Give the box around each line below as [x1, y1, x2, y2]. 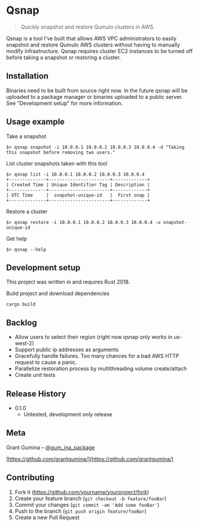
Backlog [6, 317, 37, 328]
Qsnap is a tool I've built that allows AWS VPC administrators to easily [6, 35, 177, 42]
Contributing [6, 473, 55, 483]
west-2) [14, 340, 34, 347]
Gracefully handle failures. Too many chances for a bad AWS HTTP [14, 353, 179, 360]
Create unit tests [14, 372, 56, 379]
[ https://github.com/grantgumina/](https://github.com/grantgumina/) [6, 455, 174, 462]
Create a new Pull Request [14, 513, 80, 521]
